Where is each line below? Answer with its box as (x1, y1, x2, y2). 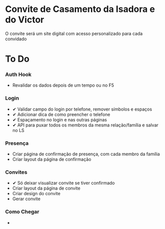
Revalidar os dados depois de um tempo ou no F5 (12, 82, 114, 88)
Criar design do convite (12, 191, 61, 197)
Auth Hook (5, 71, 32, 78)
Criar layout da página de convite (12, 185, 81, 191)
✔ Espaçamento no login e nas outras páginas (12, 116, 107, 122)
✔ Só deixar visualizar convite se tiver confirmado (12, 180, 115, 186)
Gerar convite (12, 196, 41, 202)
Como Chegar (5, 208, 40, 215)
